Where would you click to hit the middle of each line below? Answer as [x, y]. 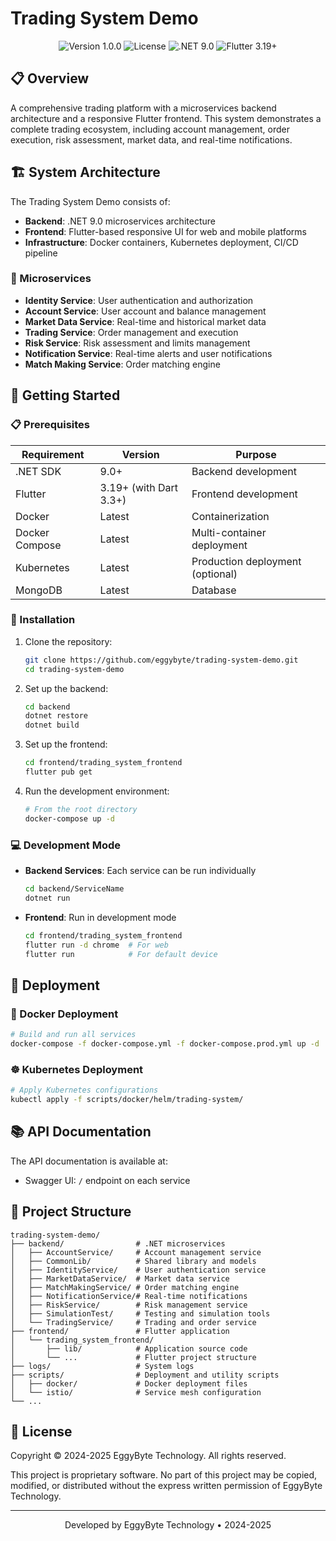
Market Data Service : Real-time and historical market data [145, 321]
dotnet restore [56, 716]
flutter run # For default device [121, 954]
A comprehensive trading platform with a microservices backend [143, 108]
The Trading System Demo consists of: [90, 201]
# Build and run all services [73, 1035]
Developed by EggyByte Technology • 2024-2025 [168, 1525]
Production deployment [246, 561]
